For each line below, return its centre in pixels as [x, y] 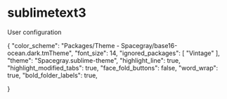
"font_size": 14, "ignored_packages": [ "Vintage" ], [147, 53]
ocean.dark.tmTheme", [40, 53]
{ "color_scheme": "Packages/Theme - [63, 45]
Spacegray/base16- [149, 45]
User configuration [34, 32]
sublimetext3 [47, 13]
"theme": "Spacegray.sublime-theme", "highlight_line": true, [94, 60]
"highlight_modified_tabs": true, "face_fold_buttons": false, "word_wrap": [113, 68]
